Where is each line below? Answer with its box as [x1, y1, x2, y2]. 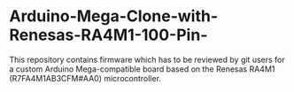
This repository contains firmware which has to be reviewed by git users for [9, 54, 285, 65]
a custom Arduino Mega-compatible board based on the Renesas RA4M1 [9, 64, 275, 74]
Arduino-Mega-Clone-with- [9, 6, 219, 27]
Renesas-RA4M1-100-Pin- [9, 25, 208, 45]
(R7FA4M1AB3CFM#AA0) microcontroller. [9, 73, 162, 83]
